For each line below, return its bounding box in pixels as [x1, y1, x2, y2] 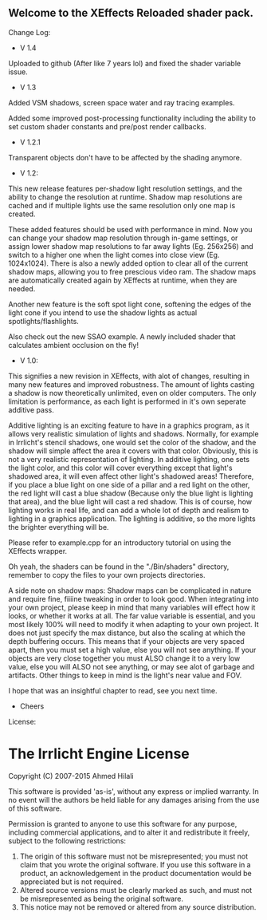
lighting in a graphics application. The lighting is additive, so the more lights [8, 514, 257, 523]
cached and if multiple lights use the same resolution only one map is [8, 200, 236, 210]
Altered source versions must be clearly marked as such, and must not [19, 885, 253, 894]
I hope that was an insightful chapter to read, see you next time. [8, 685, 218, 695]
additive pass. [8, 405, 54, 414]
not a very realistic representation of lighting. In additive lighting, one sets [8, 454, 249, 464]
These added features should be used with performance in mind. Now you [8, 224, 253, 234]
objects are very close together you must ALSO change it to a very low [8, 653, 241, 663]
